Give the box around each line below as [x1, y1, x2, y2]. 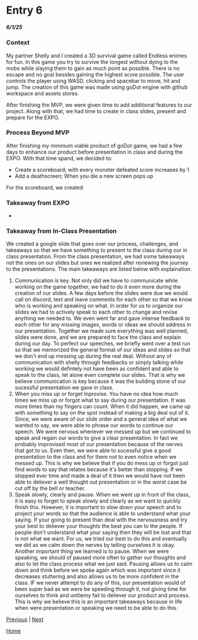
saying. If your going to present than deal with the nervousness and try [14, 516, 188, 523]
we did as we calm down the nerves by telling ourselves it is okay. [14, 542, 176, 549]
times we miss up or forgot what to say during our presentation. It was [14, 396, 186, 404]
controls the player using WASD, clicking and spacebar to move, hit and [6, 77, 180, 84]
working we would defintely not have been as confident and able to [14, 365, 179, 372]
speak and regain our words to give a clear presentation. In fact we [14, 434, 178, 441]
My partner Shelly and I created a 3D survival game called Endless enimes [6, 52, 187, 59]
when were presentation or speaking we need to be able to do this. [14, 604, 178, 612]
